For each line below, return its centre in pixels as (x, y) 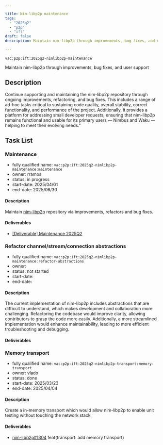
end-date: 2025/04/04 (35, 388)
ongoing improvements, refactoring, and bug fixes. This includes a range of (81, 99)
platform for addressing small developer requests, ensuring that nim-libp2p (80, 115)
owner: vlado (25, 373)
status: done (24, 378)
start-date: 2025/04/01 (35, 184)
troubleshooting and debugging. (37, 329)
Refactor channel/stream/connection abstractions (65, 246)
